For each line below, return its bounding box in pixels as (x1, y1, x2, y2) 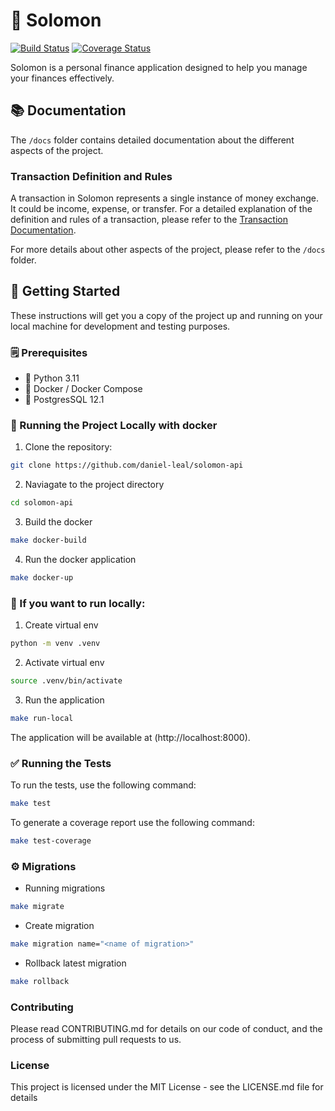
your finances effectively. (10, 72, 115, 84)
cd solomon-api (10, 498, 74, 508)
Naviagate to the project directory (24, 479, 165, 491)
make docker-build (10, 535, 87, 546)
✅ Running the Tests (10, 756, 112, 770)
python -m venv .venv (10, 639, 101, 649)
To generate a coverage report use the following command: (10, 817, 255, 829)
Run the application (24, 694, 105, 706)
